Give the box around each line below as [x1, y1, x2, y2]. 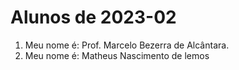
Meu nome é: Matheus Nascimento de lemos [24, 49, 210, 61]
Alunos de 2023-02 [10, 6, 177, 29]
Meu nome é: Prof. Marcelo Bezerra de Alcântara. [24, 39, 230, 51]
